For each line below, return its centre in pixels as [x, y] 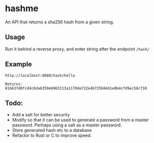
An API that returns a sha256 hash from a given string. [60, 22]
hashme [22, 9]
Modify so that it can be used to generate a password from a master [80, 120]
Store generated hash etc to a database [52, 130]
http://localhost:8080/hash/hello [40, 75]
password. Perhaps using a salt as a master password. [67, 125]
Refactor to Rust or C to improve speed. [52, 135]
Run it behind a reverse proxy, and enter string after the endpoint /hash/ [77, 49]
